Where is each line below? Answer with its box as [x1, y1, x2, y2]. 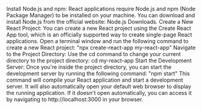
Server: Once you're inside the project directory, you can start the [6, 63, 172, 71]
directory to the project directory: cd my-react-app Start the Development [6, 57, 192, 64]
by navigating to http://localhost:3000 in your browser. [6, 96, 143, 103]
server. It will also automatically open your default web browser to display [6, 83, 192, 90]
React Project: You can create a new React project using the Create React [6, 24, 192, 32]
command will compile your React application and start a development [6, 76, 183, 83]
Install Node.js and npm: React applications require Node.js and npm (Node [6, 5, 196, 12]
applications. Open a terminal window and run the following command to [6, 38, 189, 44]
